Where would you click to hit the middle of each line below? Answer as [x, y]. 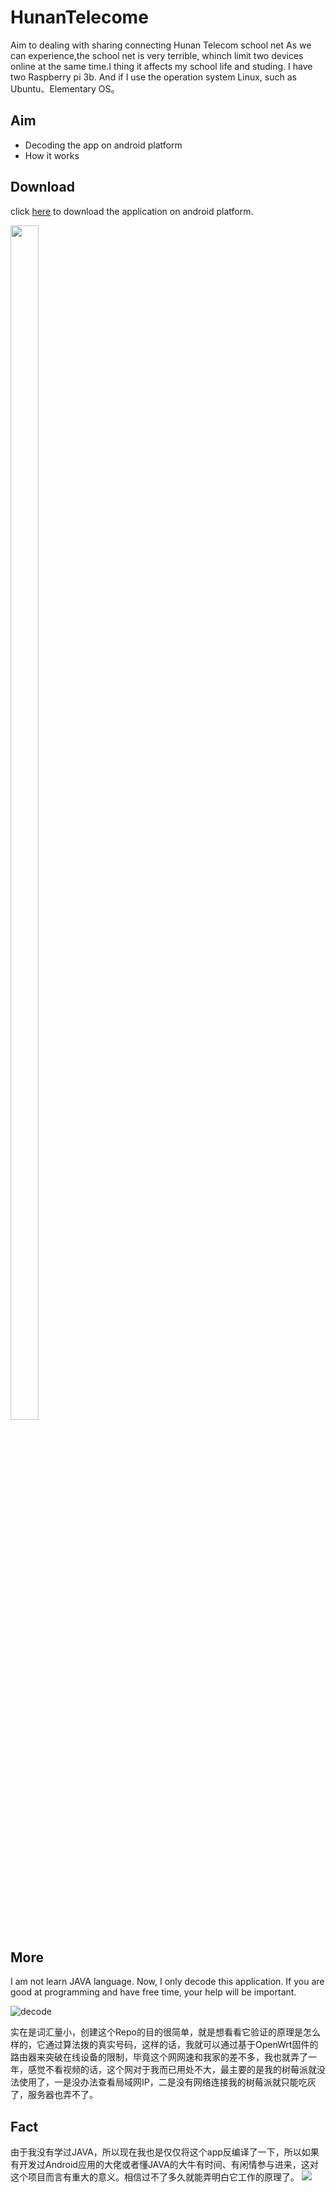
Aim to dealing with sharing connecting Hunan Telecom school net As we [161, 45]
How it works [52, 155]
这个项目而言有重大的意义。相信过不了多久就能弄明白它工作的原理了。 [155, 2177]
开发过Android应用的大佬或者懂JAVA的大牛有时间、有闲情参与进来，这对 [168, 2165]
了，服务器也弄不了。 [54, 2095]
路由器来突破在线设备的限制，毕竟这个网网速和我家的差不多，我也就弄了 [159, 2057]
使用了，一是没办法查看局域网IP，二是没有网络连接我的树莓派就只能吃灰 [167, 2082]
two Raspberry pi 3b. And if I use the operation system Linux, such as [153, 77]
